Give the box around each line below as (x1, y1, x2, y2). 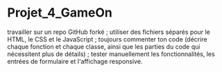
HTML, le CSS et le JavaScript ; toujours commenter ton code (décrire (7, 35, 207, 43)
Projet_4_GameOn (7, 5, 112, 21)
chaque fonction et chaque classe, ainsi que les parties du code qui (7, 42, 200, 51)
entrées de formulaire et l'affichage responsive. (7, 57, 143, 65)
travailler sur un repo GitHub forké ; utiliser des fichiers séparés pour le (7, 28, 210, 36)
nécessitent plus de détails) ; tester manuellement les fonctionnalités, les (7, 50, 215, 58)
